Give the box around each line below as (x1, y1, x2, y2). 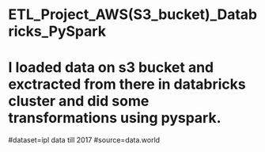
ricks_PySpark (8, 22, 107, 40)
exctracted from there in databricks (8, 75, 247, 93)
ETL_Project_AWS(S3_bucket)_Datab (8, 6, 258, 24)
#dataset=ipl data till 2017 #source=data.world (8, 135, 161, 145)
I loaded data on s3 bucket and (8, 59, 214, 77)
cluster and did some (8, 93, 150, 110)
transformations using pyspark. (8, 109, 221, 127)
